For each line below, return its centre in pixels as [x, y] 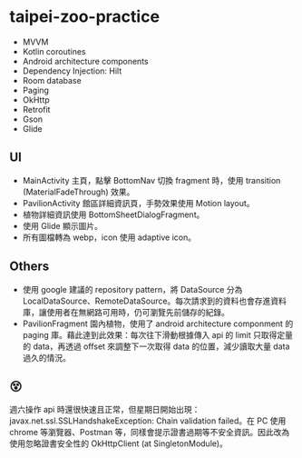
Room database [52, 80]
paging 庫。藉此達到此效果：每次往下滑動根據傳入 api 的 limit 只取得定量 [157, 334]
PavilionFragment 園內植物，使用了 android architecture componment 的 [158, 324]
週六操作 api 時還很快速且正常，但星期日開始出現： [105, 410]
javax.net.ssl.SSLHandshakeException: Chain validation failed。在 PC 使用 [148, 421]
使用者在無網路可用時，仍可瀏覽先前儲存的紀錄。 [138, 312]
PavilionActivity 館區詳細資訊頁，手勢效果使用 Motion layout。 [139, 203]
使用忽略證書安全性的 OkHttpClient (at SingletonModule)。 [119, 443]
